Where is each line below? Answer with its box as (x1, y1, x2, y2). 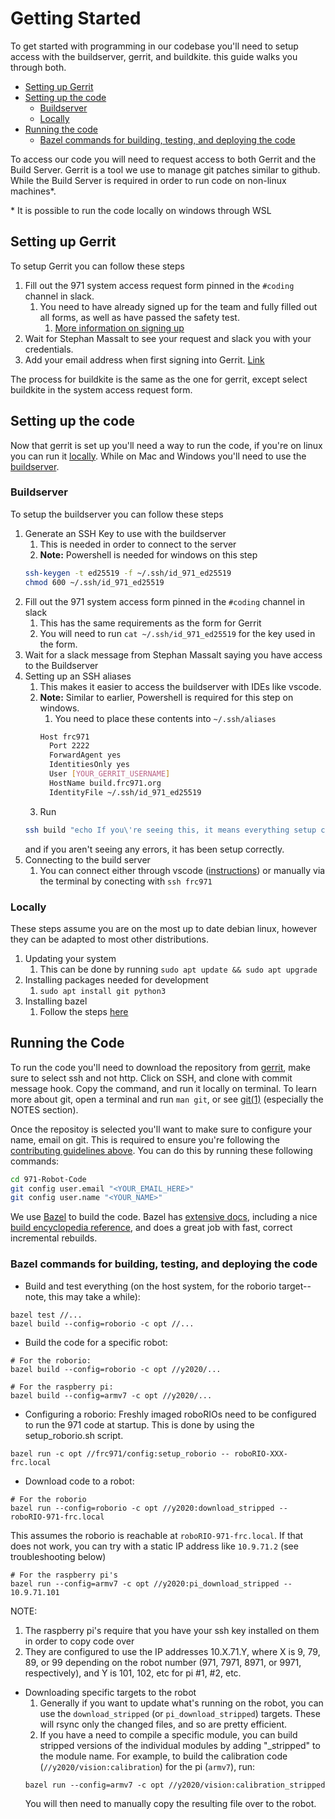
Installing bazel (24, 995, 88, 1007)
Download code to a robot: (24, 1475, 135, 1487)
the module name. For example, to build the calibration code (39, 1750, 288, 1762)
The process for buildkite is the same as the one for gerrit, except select (10, 373, 308, 385)
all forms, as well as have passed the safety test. (39, 311, 240, 323)
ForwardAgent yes (48, 750, 122, 761)
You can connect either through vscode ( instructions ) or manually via (39, 864, 326, 876)
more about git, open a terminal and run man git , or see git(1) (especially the (10, 1093, 324, 1105)
